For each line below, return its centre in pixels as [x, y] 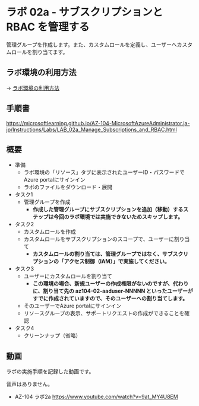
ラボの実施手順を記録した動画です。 [50, 372]
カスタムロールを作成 [50, 231]
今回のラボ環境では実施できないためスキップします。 [118, 217]
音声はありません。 [30, 384]
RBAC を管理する [48, 27]
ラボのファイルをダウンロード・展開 [68, 187]
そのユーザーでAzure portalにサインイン [72, 306]
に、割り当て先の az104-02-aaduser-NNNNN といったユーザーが [113, 291]
